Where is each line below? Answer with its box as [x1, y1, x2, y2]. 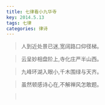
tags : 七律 [6, 20, 32, 26]
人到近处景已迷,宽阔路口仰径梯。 [21, 43, 103, 50]
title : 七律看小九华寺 [6, 8, 57, 15]
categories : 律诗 [6, 25, 48, 32]
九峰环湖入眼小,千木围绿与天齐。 [21, 68, 103, 76]
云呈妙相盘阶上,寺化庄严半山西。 [21, 55, 103, 63]
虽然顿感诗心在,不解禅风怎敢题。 [21, 81, 103, 88]
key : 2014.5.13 [6, 14, 45, 20]
